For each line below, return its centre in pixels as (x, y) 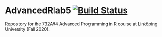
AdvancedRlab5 (38, 10)
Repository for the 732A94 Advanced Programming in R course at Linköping (81, 24)
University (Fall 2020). (27, 29)
